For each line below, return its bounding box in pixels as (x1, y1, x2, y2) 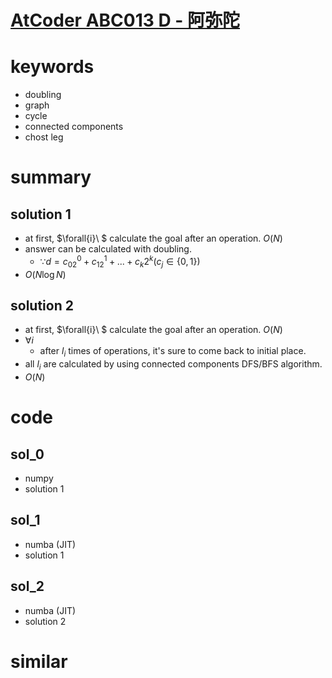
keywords (10, 56, 95, 78)
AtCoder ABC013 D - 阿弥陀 (10, 9, 241, 32)
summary (10, 166, 92, 189)
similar (10, 650, 68, 673)
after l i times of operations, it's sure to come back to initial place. (39, 345, 307, 360)
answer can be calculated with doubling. (24, 243, 192, 255)
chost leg (24, 131, 64, 143)
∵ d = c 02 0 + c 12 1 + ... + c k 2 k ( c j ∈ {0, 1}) (39, 254, 201, 270)
